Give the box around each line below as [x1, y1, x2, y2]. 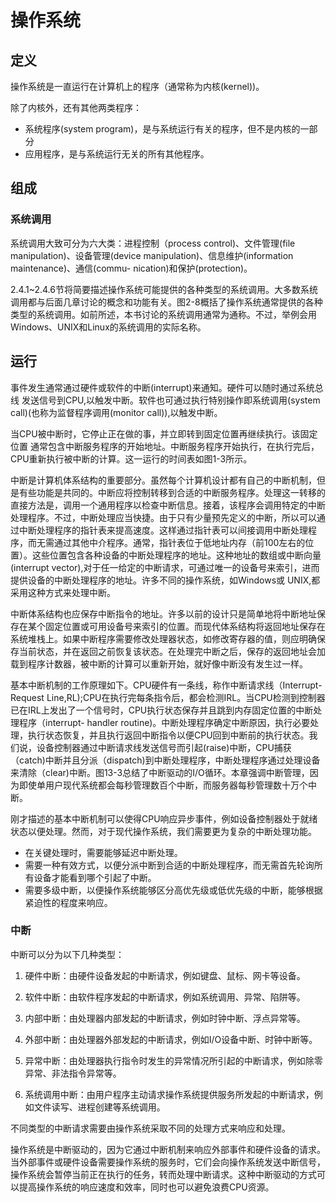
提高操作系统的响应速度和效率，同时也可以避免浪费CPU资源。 [18, 1181, 275, 1193]
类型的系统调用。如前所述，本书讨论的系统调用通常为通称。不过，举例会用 [10, 308, 317, 320]
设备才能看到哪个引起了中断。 [33, 871, 157, 883]
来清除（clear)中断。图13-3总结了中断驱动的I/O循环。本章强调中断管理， [10, 766, 310, 778]
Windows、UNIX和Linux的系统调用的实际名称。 [10, 321, 207, 333]
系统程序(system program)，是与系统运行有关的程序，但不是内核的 [24, 123, 301, 135]
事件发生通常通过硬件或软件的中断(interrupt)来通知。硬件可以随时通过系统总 [10, 381, 324, 393]
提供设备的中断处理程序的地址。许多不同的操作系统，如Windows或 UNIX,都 [10, 574, 321, 586]
